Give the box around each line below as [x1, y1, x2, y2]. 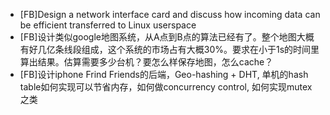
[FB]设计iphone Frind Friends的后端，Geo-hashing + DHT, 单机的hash [19, 69, 309, 80]
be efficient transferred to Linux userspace [19, 19, 197, 31]
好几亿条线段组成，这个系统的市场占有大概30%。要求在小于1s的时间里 [28, 44, 320, 55]
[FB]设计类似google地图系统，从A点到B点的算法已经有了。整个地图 [19, 31, 297, 43]
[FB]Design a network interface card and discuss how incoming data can [19, 9, 321, 20]
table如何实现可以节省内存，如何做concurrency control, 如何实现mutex [19, 81, 313, 93]
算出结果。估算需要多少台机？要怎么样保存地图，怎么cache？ [19, 56, 274, 68]
